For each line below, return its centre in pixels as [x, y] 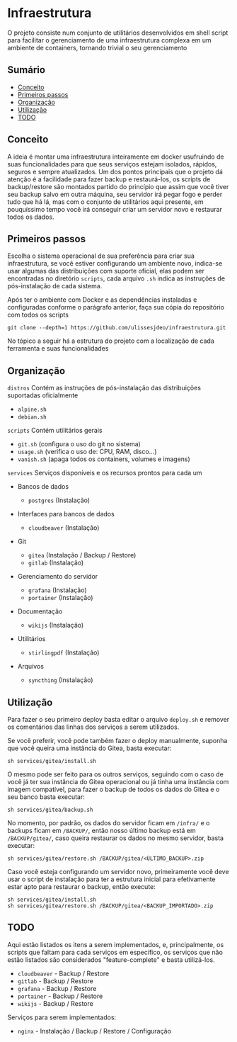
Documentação [40, 611]
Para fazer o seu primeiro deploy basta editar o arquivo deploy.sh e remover [118, 719]
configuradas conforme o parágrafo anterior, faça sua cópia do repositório [116, 307]
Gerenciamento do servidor [58, 577]
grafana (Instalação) [57, 590]
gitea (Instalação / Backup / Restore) [82, 555]
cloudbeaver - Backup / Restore [63, 973]
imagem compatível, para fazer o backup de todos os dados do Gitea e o [114, 789]
